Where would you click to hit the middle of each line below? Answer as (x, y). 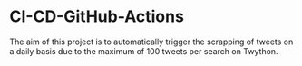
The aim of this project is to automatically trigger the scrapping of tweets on (151, 42)
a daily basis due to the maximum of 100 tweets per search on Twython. (144, 51)
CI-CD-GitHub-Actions (97, 17)
